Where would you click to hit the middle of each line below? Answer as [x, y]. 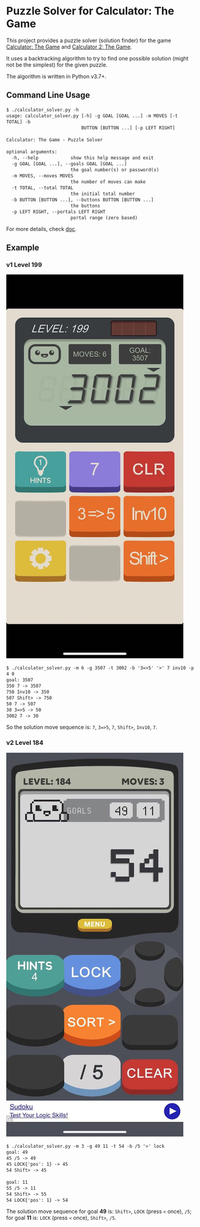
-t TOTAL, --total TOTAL [43, 188]
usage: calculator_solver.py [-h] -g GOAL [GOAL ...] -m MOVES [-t [92, 116]
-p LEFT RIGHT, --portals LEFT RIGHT [59, 212]
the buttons [85, 206]
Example [23, 248]
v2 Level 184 [25, 743]
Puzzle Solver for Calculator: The [90, 11]
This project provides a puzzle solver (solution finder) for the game [89, 40]
